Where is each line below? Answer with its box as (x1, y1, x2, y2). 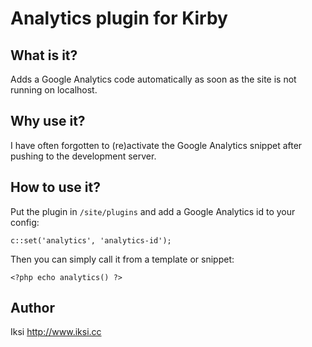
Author (10, 300, 55, 317)
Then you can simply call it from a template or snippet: (10, 253, 235, 265)
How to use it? (10, 179, 101, 196)
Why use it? (10, 113, 86, 130)
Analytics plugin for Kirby (10, 7, 228, 30)
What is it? (10, 47, 78, 64)
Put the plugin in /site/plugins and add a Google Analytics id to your (10, 205, 296, 217)
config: (10, 216, 40, 228)
